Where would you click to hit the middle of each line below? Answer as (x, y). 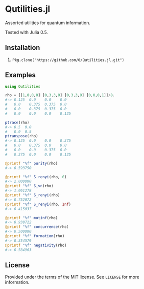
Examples (20, 75)
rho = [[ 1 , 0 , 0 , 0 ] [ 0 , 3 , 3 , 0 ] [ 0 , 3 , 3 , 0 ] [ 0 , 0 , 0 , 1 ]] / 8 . (60, 95)
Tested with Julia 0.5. (26, 32)
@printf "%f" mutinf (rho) (31, 218)
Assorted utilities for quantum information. (48, 23)
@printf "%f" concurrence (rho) (37, 227)
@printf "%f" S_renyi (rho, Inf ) (38, 204)
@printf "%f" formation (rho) (35, 236)
